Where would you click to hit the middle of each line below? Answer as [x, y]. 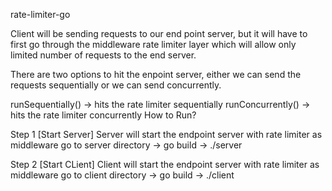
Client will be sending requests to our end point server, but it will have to [159, 33]
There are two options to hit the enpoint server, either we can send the [156, 74]
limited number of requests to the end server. [103, 55]
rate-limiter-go [40, 14]
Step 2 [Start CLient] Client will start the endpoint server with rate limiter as [165, 164]
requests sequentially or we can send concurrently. [116, 85]
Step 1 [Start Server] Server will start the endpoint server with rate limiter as [166, 134]
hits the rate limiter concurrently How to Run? [103, 115]
